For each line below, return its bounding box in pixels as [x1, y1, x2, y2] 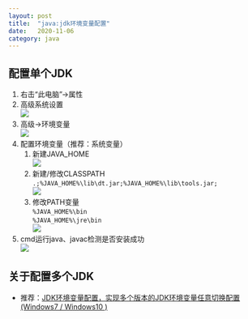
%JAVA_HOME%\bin [32, 208, 88, 216]
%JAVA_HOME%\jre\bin [32, 216, 102, 225]
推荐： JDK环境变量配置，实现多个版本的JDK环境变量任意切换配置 [19, 292, 241, 302]
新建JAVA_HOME [32, 149, 90, 159]
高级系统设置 [19, 100, 63, 109]
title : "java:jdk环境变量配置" [8, 19, 111, 28]
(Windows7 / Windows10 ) [19, 301, 108, 312]
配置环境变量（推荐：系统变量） [19, 139, 127, 149]
